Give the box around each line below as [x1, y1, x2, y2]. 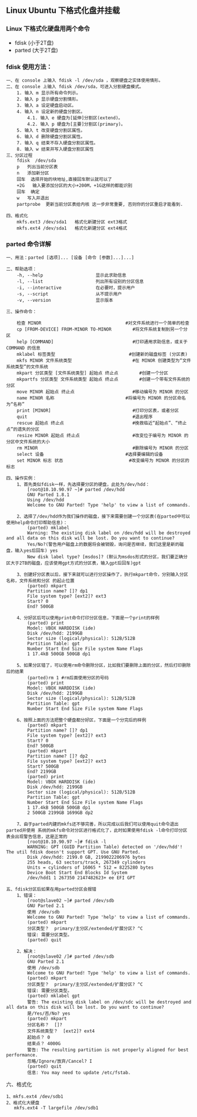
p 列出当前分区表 [16, 164, 58, 169]
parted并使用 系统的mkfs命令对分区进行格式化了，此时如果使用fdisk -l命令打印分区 [6, 828, 188, 833]
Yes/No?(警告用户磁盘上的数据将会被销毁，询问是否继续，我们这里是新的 [27, 542, 180, 548]
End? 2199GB [27, 769, 57, 775]
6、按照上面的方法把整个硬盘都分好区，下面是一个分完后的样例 [16, 717, 146, 723]
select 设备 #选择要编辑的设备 [16, 452, 163, 458]
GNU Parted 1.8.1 [27, 492, 69, 498]
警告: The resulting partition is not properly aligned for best [27, 1047, 189, 1053]
